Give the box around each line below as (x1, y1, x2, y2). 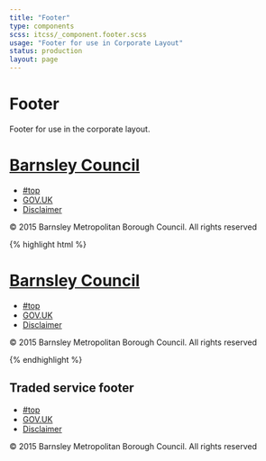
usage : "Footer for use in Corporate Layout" (9, 38, 183, 48)
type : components (9, 22, 75, 31)
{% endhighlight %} (9, 354, 83, 365)
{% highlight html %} (9, 239, 87, 249)
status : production (9, 47, 83, 56)
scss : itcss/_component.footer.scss (9, 30, 147, 39)
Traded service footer (9, 380, 134, 396)
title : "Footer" (9, 13, 70, 23)
